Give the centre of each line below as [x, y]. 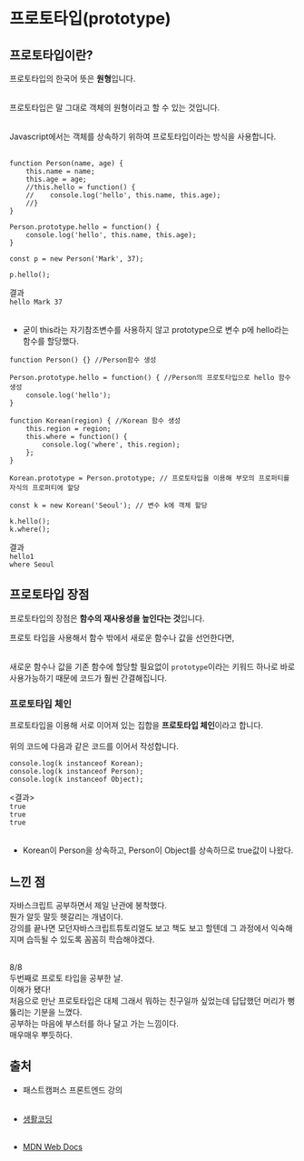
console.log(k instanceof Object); [77, 780]
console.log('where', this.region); [111, 445]
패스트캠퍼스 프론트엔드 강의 [73, 1090]
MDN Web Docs [53, 1146]
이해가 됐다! [30, 989]
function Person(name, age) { [67, 164]
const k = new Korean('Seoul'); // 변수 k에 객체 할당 [108, 505]
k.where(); [30, 529]
